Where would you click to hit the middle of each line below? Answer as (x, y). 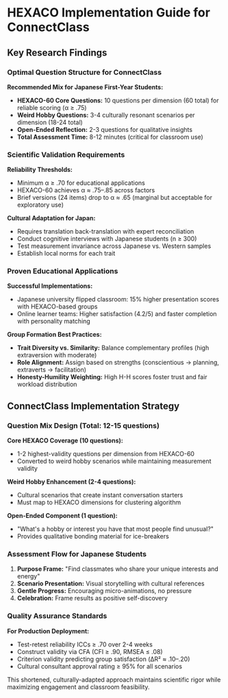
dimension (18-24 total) (50, 122)
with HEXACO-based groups (57, 306)
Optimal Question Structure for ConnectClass (85, 72)
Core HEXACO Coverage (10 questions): (65, 440)
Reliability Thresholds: (40, 170)
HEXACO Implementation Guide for (109, 13)
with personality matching (53, 322)
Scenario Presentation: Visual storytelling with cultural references (111, 584)
